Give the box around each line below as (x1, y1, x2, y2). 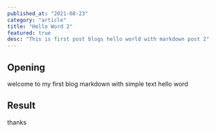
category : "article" (7, 17, 67, 23)
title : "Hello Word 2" (7, 23, 73, 30)
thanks (7, 118, 27, 126)
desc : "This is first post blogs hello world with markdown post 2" (7, 36, 210, 43)
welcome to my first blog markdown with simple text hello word (7, 79, 189, 88)
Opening (7, 62, 46, 73)
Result (7, 100, 36, 111)
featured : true (7, 29, 51, 37)
